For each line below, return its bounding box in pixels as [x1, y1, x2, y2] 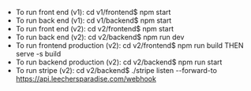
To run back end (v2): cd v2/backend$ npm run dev [15, 32, 185, 42]
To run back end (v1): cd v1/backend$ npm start [15, 16, 172, 25]
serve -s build [15, 49, 62, 58]
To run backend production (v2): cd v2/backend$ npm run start [15, 57, 223, 67]
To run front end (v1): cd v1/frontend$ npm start [15, 8, 171, 16]
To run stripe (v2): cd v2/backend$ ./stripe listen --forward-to [15, 66, 217, 75]
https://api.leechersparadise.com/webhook [15, 75, 156, 83]
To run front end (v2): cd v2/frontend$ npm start [15, 24, 174, 33]
